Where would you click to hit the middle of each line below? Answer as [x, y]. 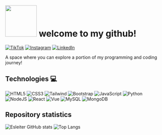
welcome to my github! [88, 34]
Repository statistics [38, 115]
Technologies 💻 [31, 79]
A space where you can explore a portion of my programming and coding [81, 57]
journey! [14, 62]
